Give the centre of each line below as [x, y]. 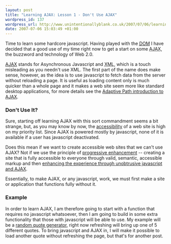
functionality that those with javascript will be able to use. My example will [83, 219]
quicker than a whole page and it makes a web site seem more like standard [85, 86]
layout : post [19, 10]
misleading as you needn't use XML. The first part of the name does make [83, 70]
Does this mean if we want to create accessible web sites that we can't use [84, 147]
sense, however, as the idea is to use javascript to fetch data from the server [85, 75]
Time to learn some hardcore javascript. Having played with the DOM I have [84, 43]
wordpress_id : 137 [25, 19]
